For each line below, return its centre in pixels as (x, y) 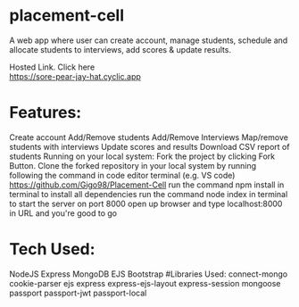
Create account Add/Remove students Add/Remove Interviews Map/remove (149, 137)
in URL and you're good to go (63, 213)
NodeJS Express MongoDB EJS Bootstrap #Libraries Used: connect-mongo (149, 274)
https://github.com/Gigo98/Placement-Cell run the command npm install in (147, 185)
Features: (46, 113)
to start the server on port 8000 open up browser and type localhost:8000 (146, 203)
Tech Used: (52, 249)
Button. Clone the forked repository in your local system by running (133, 165)
